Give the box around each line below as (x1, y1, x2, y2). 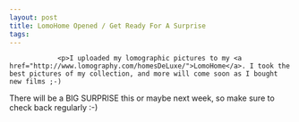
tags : (9, 29, 30, 38)
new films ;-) (9, 77, 63, 86)
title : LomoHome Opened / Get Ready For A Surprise (9, 21, 206, 30)
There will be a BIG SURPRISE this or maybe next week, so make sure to (9, 93, 275, 103)
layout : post (9, 12, 58, 22)
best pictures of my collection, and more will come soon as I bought (9, 69, 278, 78)
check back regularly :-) (9, 102, 98, 113)
